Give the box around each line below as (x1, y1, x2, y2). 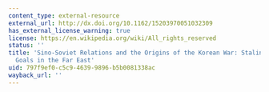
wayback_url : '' (8, 71, 62, 79)
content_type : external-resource (8, 11, 120, 20)
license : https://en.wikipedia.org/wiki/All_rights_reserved (8, 34, 217, 42)
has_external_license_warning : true (8, 26, 130, 34)
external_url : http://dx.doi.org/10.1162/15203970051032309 (8, 19, 214, 27)
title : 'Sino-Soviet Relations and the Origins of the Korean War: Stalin (8, 49, 263, 57)
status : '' (8, 42, 45, 50)
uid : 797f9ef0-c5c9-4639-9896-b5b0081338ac (8, 64, 156, 72)
